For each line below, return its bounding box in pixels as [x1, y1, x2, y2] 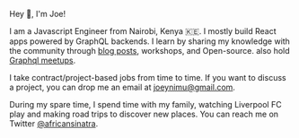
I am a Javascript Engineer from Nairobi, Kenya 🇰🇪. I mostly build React [9, 26, 277, 36]
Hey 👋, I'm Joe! [9, 9, 66, 19]
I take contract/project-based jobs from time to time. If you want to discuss [9, 73, 286, 82]
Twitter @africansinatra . [9, 118, 99, 129]
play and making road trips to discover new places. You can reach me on [9, 108, 279, 119]
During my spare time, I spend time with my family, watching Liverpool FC [9, 99, 282, 109]
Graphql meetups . [9, 55, 76, 65]
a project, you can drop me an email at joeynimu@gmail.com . [9, 82, 236, 92]
